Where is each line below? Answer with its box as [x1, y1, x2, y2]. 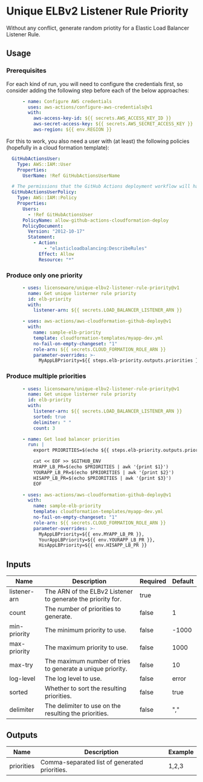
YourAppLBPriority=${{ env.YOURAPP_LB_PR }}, [38, 537, 155, 543]
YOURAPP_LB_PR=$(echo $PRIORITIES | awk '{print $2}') [33, 469, 174, 475]
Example [168, 747, 194, 756]
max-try [9, 661, 33, 669]
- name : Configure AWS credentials [22, 98, 112, 104]
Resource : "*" [38, 256, 74, 263]
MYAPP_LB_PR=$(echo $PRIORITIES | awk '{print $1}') [33, 464, 169, 470]
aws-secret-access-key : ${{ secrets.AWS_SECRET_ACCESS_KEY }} [33, 121, 193, 127]
